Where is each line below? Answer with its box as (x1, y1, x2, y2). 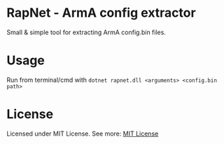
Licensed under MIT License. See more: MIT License (6, 129, 159, 138)
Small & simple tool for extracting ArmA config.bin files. (6, 28, 166, 36)
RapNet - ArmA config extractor (6, 5, 197, 21)
